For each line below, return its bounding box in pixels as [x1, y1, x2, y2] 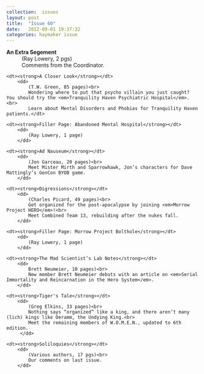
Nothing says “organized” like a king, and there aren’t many [28, 309, 190, 315]
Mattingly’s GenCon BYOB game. [6, 170, 86, 176]
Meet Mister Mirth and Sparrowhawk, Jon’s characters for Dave [28, 165, 192, 171]
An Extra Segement [6, 48, 57, 56]
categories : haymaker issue [6, 32, 78, 38]
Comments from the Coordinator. [21, 62, 105, 69]
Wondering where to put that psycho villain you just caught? [28, 89, 190, 95]
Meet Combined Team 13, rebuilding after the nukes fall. [28, 212, 179, 219]
